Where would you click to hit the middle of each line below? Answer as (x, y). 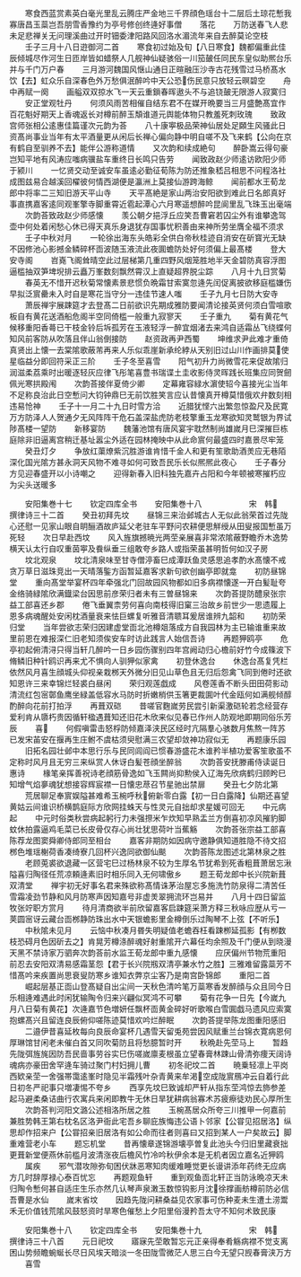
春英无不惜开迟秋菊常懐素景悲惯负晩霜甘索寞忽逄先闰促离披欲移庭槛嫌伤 (158, 282)
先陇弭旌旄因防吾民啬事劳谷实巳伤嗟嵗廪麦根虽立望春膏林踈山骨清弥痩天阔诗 (150, 1054)
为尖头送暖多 (33, 484)
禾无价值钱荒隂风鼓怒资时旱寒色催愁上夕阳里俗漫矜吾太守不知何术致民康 (142, 1211)
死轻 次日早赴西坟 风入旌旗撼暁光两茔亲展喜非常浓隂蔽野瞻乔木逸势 (149, 537)
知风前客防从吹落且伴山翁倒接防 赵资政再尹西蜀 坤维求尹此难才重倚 (149, 339)
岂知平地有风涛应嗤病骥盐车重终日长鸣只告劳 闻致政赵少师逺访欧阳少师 (148, 159)
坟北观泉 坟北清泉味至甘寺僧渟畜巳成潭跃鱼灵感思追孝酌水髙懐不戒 (155, 560)
